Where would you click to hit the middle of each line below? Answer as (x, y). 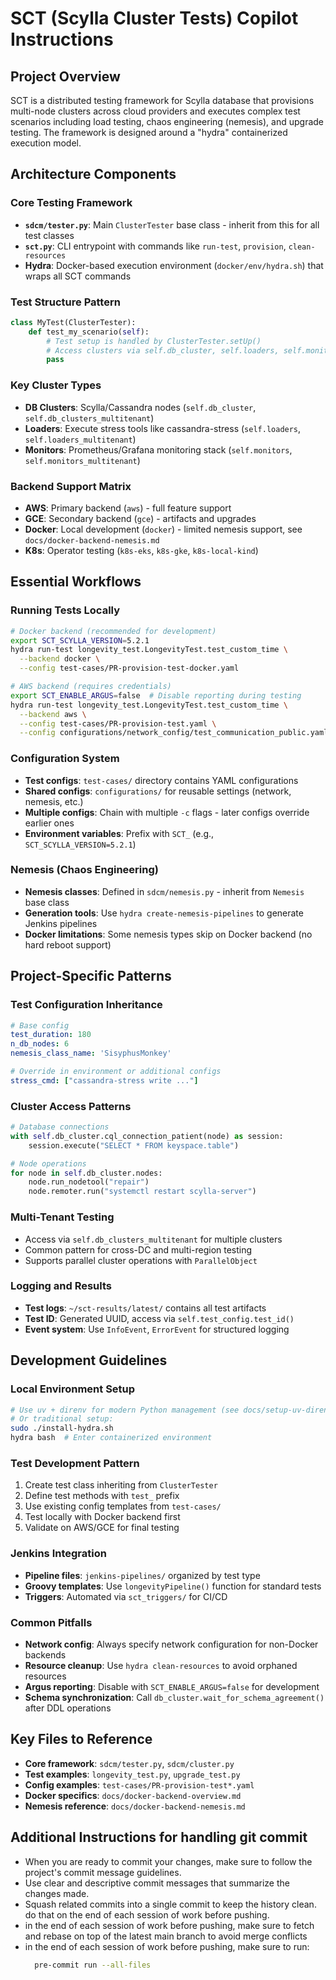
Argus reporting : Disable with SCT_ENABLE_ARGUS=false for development (172, 1686)
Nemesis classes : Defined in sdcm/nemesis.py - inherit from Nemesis (164, 891)
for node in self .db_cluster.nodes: (86, 1173)
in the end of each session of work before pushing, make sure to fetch (169, 1925)
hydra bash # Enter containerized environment (111, 1438)
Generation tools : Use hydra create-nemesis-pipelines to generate (164, 913)
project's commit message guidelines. (103, 1872)
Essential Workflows (76, 582)
